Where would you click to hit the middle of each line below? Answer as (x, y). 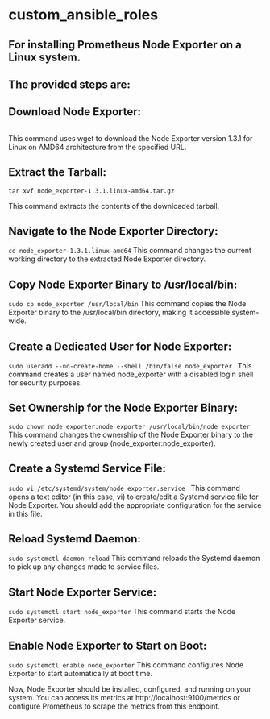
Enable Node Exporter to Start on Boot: (108, 645)
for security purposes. (45, 383)
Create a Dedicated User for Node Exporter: (120, 346)
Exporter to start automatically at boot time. (81, 674)
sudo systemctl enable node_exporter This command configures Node (126, 665)
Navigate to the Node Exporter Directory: (113, 231)
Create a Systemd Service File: (87, 469)
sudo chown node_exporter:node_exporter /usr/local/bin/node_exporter (129, 426)
